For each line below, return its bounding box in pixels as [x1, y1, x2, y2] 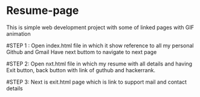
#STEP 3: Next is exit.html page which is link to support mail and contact [6, 78, 187, 85]
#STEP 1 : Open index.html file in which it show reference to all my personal [6, 42, 194, 49]
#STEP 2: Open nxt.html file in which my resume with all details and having [6, 60, 192, 67]
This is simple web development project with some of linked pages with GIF [6, 24, 195, 31]
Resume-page [6, 4, 79, 18]
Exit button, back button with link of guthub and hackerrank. [6, 66, 156, 73]
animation [6, 30, 31, 37]
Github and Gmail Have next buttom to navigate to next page [6, 48, 157, 55]
